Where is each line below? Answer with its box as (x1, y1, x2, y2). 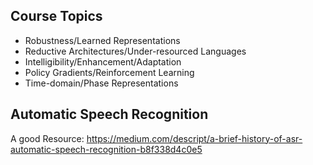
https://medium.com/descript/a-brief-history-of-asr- (86, 132, 303, 144)
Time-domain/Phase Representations (24, 77, 179, 89)
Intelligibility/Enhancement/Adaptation (24, 55, 182, 68)
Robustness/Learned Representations (24, 34, 181, 46)
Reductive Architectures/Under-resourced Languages (24, 45, 247, 57)
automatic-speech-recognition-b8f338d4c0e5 (10, 143, 203, 155)
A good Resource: (10, 132, 85, 144)
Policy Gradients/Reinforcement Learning (24, 66, 195, 78)
